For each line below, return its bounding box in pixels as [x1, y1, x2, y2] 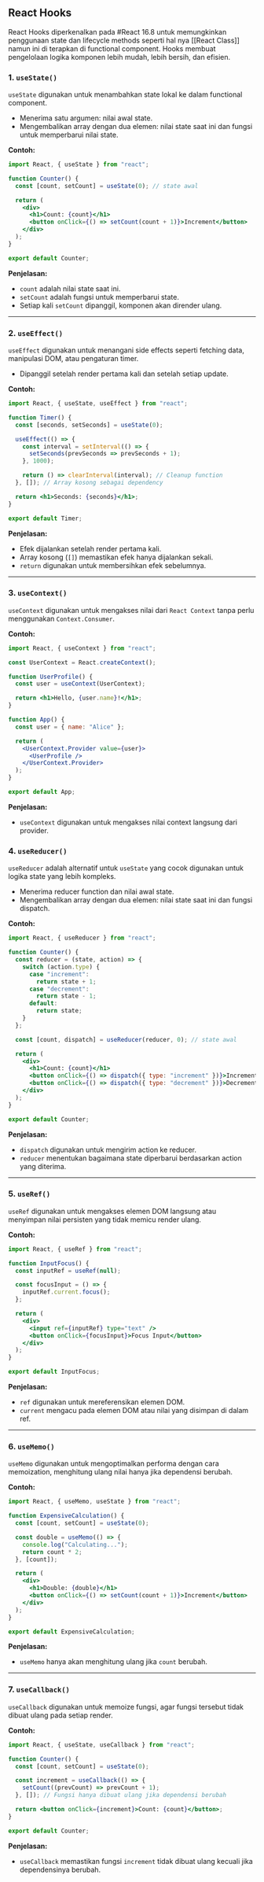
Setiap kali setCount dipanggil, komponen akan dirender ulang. [19, 301, 222, 310]
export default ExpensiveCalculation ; [8, 1628, 135, 1636]
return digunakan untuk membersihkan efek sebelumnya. [19, 560, 207, 570]
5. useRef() [8, 1188, 51, 1199]
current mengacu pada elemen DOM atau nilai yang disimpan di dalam [19, 1406, 249, 1415]
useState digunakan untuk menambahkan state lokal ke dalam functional [8, 90, 243, 99]
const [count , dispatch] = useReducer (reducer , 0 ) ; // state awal [15, 1035, 237, 1043]
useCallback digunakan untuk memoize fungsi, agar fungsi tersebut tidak [8, 1702, 244, 1711]
